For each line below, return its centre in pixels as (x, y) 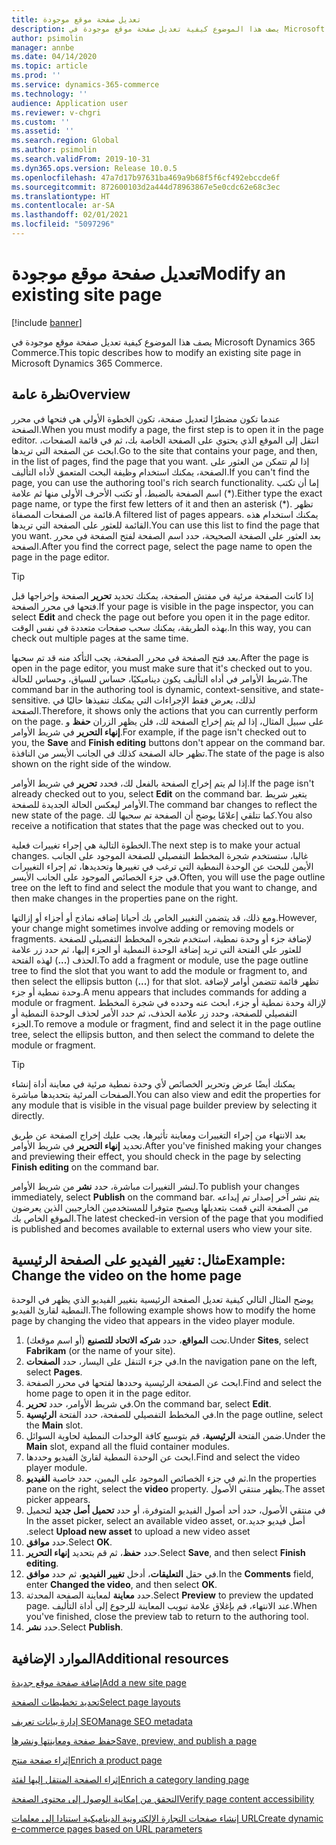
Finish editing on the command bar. (85, 1167)
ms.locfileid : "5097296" (63, 224)
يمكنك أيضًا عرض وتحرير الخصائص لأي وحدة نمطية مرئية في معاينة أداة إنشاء (153, 1083)
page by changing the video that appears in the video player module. (153, 1321)
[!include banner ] (47, 322)
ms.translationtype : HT (61, 196)
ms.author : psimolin (54, 150)
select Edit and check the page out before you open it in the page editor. (161, 617)
